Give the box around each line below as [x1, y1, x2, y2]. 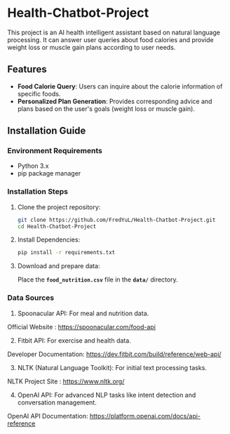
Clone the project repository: [17, 202, 101, 211]
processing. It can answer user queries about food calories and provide [7, 35, 214, 44]
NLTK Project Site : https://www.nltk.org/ [7, 377, 125, 386]
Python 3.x [17, 162, 49, 170]
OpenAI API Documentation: [7, 412, 89, 420]
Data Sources [7, 293, 55, 303]
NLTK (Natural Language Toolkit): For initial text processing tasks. [17, 363, 207, 371]
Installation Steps [7, 187, 69, 197]
